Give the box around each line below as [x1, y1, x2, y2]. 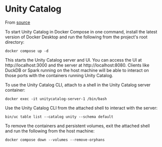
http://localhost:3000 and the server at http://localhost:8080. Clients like [5, 62, 150, 68]
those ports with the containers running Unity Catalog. [5, 72, 114, 78]
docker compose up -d [5, 49, 49, 53]
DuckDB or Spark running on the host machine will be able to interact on [5, 67, 149, 73]
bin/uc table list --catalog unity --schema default [5, 114, 114, 119]
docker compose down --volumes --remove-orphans [5, 137, 105, 142]
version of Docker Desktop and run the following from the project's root [5, 34, 147, 40]
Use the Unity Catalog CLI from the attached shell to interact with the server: [5, 105, 158, 111]
